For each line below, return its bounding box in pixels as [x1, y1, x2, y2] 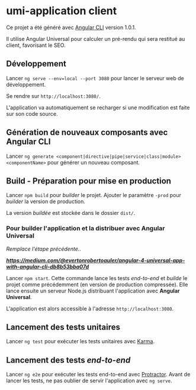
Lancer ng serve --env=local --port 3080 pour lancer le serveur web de [6, 74, 185, 81]
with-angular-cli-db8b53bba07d [6, 263, 89, 270]
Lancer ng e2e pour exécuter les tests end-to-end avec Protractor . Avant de [6, 371, 191, 378]
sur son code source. [6, 110, 58, 117]
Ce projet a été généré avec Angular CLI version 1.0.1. [6, 24, 136, 31]
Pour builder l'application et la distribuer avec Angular [6, 224, 165, 233]
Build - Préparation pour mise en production [6, 176, 172, 186]
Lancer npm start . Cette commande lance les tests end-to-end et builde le [6, 274, 188, 281]
